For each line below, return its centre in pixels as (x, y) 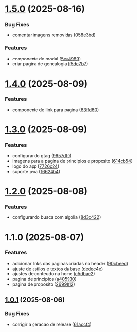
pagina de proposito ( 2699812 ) (44, 284)
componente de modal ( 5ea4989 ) (47, 59)
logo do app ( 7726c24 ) (36, 166)
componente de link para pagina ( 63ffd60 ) (55, 110)
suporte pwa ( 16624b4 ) (36, 171)
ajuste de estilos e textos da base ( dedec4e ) (57, 269)
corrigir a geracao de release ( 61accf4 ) (52, 324)
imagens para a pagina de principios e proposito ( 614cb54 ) (72, 161)
